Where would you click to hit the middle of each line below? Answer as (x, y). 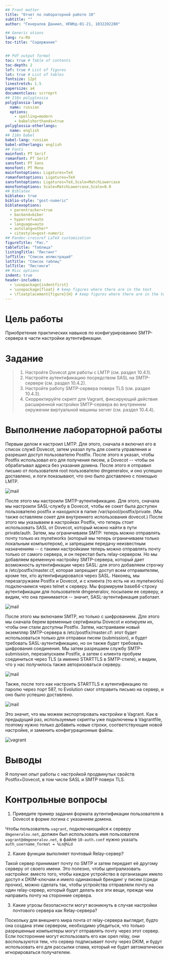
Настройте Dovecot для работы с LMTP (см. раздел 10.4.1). (88, 372)
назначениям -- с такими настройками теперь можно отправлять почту (83, 549)
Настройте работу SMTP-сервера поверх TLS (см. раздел (88, 389)
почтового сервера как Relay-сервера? (55, 911)
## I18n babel (20, 135)
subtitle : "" (19, 19)
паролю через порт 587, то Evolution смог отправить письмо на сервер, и (84, 690)
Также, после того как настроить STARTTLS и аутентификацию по (76, 684)
